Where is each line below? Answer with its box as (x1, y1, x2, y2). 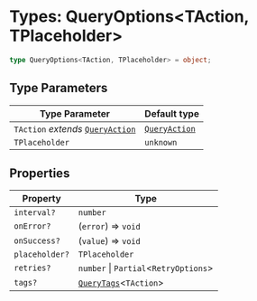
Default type (143, 107, 200, 119)
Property (22, 193, 61, 205)
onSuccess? (14, 236, 60, 246)
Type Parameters (9, 80, 108, 96)
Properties (9, 165, 70, 182)
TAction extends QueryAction (14, 122, 136, 135)
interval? (14, 208, 56, 218)
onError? (14, 221, 51, 231)
